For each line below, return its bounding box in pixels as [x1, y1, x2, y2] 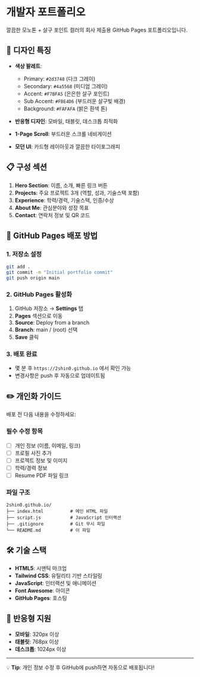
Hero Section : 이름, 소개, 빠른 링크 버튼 [14, 181, 108, 188]
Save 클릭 [14, 333, 39, 341]
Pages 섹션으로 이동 [14, 313, 63, 320]
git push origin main [6, 275, 60, 281]
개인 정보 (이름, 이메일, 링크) [14, 442, 81, 449]
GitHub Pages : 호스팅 [14, 595, 67, 601]
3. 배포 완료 [6, 350, 37, 358]
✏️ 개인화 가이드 [6, 391, 61, 401]
